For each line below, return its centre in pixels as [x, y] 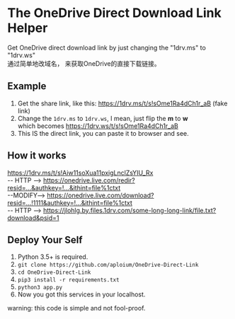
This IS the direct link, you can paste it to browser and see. [103, 133]
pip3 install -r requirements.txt [68, 280]
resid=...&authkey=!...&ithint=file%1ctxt [64, 187]
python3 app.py [40, 288]
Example [27, 86]
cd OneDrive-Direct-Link [54, 273]
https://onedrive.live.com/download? [101, 195]
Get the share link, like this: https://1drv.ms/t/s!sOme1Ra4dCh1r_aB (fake [122, 103]
